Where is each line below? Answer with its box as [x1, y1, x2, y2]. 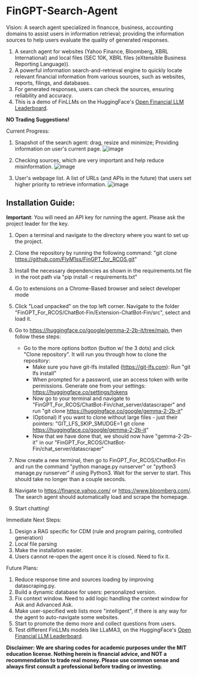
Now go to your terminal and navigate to [32, 395, 131, 402]
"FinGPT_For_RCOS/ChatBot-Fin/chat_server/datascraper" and [32, 401, 186, 408]
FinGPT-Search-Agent [6, 4, 118, 18]
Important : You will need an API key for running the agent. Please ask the [6, 213, 185, 220]
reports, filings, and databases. [14, 79, 90, 86]
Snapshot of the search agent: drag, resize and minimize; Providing [14, 139, 179, 146]
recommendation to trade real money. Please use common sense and [6, 656, 180, 664]
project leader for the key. [6, 220, 69, 227]
